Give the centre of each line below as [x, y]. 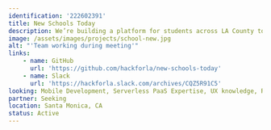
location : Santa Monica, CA [56, 106]
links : [19, 53]
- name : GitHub [48, 61]
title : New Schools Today [52, 23]
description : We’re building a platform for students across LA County [131, 31]
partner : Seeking [38, 99]
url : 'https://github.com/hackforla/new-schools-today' [125, 69]
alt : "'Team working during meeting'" [73, 46]
